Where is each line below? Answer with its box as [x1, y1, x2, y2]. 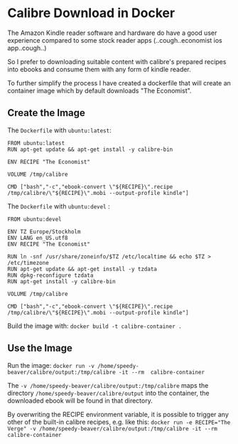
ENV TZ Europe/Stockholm [7, 228, 81, 236]
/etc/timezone [7, 259, 50, 266]
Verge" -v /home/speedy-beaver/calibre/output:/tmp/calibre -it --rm [7, 425, 218, 432]
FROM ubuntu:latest [7, 139, 65, 147]
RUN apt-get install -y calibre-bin [7, 277, 116, 285]
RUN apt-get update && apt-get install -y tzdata [7, 265, 158, 273]
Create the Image [7, 107, 85, 119]
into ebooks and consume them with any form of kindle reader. [7, 65, 192, 73]
